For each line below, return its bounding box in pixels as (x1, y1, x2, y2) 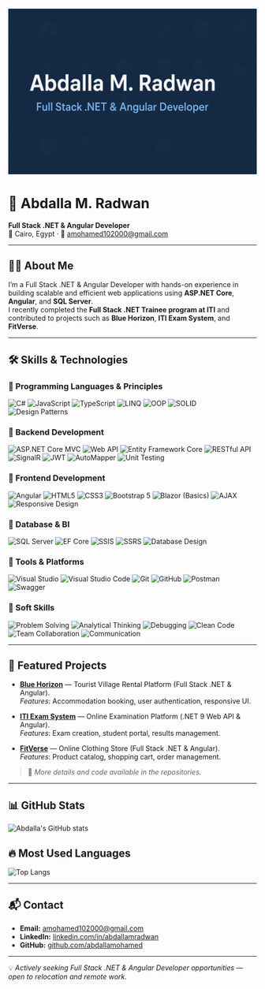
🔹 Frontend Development (8, 472, 106, 483)
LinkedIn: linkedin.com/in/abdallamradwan (19, 931, 159, 941)
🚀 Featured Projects (8, 659, 107, 672)
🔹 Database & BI (8, 518, 70, 529)
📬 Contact (8, 898, 64, 912)
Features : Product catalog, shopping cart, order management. (19, 752, 222, 762)
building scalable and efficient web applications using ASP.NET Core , (8, 289, 235, 298)
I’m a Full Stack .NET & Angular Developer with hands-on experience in (8, 280, 239, 289)
